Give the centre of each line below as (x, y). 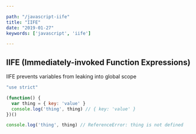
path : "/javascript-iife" (38, 17)
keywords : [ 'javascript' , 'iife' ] (49, 33)
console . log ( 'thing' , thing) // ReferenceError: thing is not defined (95, 125)
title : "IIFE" (24, 22)
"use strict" (22, 87)
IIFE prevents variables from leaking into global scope (71, 77)
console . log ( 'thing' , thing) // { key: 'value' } (73, 109)
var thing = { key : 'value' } (48, 103)
